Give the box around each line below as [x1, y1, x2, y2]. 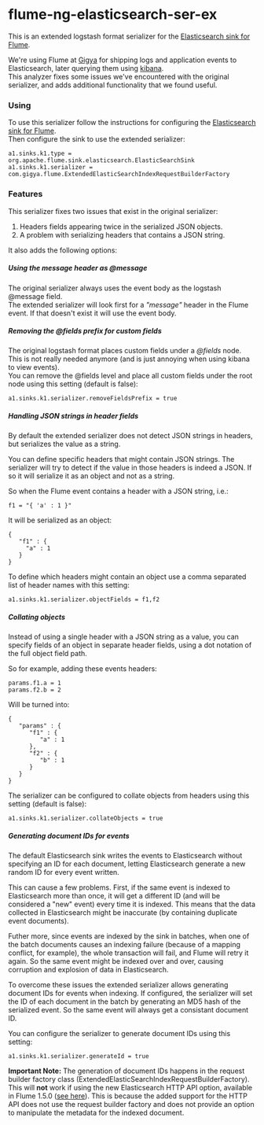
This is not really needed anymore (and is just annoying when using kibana [8, 354, 250, 363]
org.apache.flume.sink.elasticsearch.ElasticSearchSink [8, 157, 195, 164]
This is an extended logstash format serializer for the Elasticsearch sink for [8, 31, 251, 41]
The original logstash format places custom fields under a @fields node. [8, 346, 242, 356]
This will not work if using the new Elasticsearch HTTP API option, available [8, 1083, 253, 1093]
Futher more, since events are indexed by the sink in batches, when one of [8, 931, 250, 941]
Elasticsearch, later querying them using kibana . [8, 63, 164, 72]
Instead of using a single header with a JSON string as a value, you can [8, 632, 240, 642]
